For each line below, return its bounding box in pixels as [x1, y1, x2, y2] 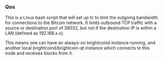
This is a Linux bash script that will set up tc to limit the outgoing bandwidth [5, 15, 159, 21]
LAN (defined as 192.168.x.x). [5, 30, 65, 36]
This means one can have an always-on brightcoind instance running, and [5, 40, 156, 46]
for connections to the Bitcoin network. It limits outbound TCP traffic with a [5, 20, 157, 26]
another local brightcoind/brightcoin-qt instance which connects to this [5, 45, 150, 51]
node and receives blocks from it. [5, 50, 73, 56]
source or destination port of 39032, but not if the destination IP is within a [5, 25, 157, 31]
